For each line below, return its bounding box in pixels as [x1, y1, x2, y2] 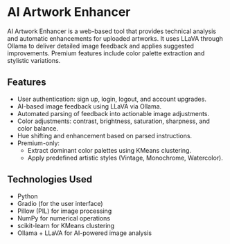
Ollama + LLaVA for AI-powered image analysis [17, 229, 152, 237]
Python [17, 191, 38, 200]
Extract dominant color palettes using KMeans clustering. [27, 146, 192, 154]
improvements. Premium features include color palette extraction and [7, 49, 205, 57]
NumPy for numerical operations [17, 214, 111, 222]
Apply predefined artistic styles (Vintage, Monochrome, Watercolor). [27, 153, 224, 162]
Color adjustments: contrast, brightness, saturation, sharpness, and [17, 117, 210, 125]
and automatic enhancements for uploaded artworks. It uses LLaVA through [7, 34, 223, 42]
